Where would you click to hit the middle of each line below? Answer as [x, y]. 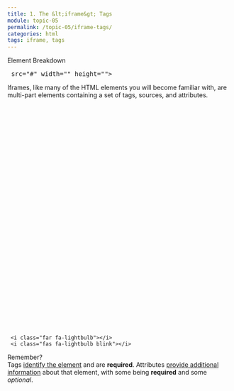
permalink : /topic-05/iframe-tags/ [60, 27]
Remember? [25, 357]
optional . [20, 380]
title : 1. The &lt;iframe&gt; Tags [60, 14]
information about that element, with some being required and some [107, 373]
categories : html [33, 34]
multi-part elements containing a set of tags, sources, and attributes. [108, 95]
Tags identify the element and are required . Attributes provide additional [113, 365]
